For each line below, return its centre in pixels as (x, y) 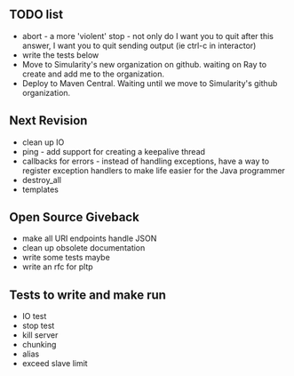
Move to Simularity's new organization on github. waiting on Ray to (144, 64)
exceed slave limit (55, 364)
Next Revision (48, 120)
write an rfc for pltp (57, 267)
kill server (40, 335)
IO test (34, 316)
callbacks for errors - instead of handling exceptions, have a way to (145, 161)
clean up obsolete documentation (83, 248)
